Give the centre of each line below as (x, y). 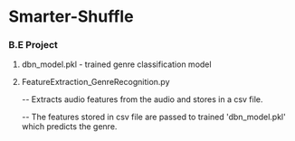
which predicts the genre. (69, 127)
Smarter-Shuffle (71, 17)
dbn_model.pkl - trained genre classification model (116, 64)
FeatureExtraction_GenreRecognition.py (95, 82)
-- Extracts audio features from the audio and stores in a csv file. (142, 99)
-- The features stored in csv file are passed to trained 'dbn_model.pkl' (153, 117)
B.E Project (33, 45)
